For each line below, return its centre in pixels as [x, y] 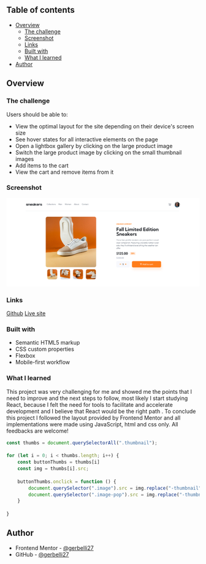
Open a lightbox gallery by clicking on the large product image [94, 146]
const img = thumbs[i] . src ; [53, 469]
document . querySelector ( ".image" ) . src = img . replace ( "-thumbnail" [115, 488]
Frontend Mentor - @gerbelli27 [54, 548]
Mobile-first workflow [43, 362]
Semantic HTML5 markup [48, 343]
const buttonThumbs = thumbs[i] [59, 462]
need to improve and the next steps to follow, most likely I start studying [97, 398]
